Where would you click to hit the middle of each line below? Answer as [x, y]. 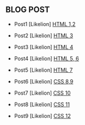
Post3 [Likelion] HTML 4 [44, 47]
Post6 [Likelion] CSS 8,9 [44, 81]
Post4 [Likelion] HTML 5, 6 [46, 58]
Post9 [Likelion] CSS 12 [42, 116]
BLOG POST [28, 10]
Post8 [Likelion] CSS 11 [42, 104]
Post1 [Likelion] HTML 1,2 [45, 24]
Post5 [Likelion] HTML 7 [43, 70]
